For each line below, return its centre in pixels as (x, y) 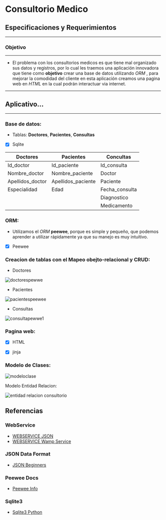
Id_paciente (65, 165)
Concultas (119, 157)
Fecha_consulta (119, 190)
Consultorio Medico (47, 9)
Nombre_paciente (72, 173)
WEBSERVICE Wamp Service (42, 441)
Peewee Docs (22, 478)
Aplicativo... (24, 104)
